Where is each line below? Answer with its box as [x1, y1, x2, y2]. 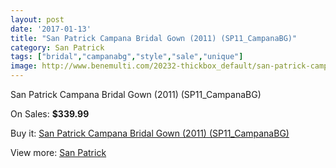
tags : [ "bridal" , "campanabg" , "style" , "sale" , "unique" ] [10, 52, 244, 62]
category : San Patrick [10, 42, 105, 53]
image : [10, 61, 38, 71]
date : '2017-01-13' [10, 24, 92, 34]
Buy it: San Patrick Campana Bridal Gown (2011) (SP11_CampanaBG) [10, 127, 290, 139]
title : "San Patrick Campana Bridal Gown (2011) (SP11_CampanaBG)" [10, 33, 298, 43]
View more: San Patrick [10, 147, 107, 158]
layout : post [10, 14, 65, 25]
